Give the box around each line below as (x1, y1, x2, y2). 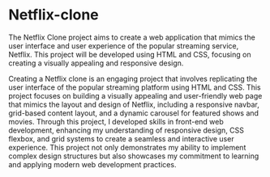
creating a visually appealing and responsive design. (8, 58, 184, 68)
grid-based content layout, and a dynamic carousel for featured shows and (8, 107, 259, 118)
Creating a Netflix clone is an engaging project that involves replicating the (8, 74, 258, 83)
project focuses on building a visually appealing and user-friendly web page (8, 91, 263, 100)
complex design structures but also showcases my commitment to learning (8, 151, 259, 161)
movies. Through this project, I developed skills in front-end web (8, 116, 225, 126)
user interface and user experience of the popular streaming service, (8, 40, 239, 50)
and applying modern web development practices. (8, 159, 177, 169)
